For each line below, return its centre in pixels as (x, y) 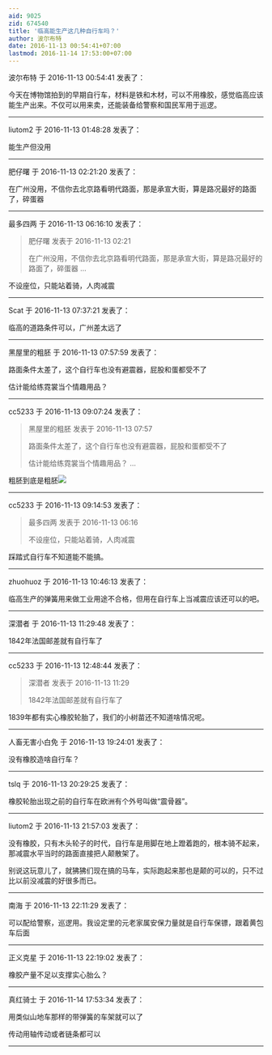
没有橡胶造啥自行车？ (44, 759)
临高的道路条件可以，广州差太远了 (65, 328)
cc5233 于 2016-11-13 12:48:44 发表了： (76, 666)
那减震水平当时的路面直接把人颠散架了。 (76, 853)
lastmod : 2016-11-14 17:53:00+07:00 (70, 53)
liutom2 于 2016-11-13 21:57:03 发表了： (74, 826)
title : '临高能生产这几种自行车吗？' (64, 31)
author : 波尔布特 (35, 38)
